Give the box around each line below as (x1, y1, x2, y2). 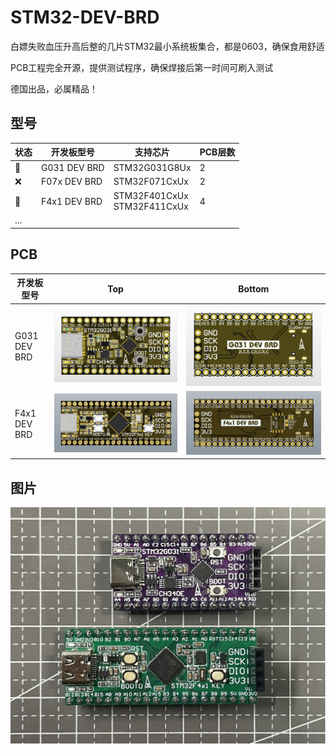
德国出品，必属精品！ (10, 82, 98, 95)
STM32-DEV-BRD (10, 6, 160, 29)
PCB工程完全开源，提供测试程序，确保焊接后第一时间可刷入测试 (10, 61, 274, 73)
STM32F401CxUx (113, 190, 189, 201)
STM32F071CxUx (113, 176, 189, 188)
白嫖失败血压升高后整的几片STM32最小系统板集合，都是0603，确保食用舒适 (10, 40, 325, 52)
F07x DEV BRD (41, 176, 103, 188)
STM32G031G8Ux (113, 161, 192, 173)
